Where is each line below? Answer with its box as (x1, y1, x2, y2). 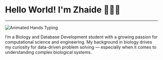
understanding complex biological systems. (5, 49, 92, 55)
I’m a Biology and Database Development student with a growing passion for (5, 34, 158, 40)
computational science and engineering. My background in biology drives (5, 39, 152, 45)
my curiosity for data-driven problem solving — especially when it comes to (5, 44, 157, 50)
